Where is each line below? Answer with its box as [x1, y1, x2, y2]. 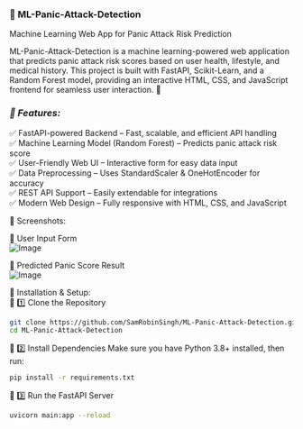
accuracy [9, 178, 44, 188]
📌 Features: [9, 107, 61, 120]
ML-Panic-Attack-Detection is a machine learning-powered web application [9, 46, 290, 57]
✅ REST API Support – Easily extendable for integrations [9, 187, 218, 197]
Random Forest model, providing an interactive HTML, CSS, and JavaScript [9, 75, 289, 86]
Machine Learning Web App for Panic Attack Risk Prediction [9, 29, 233, 40]
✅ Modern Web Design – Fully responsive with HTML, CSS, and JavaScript [9, 197, 287, 208]
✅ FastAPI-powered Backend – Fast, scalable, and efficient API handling [9, 127, 278, 138]
